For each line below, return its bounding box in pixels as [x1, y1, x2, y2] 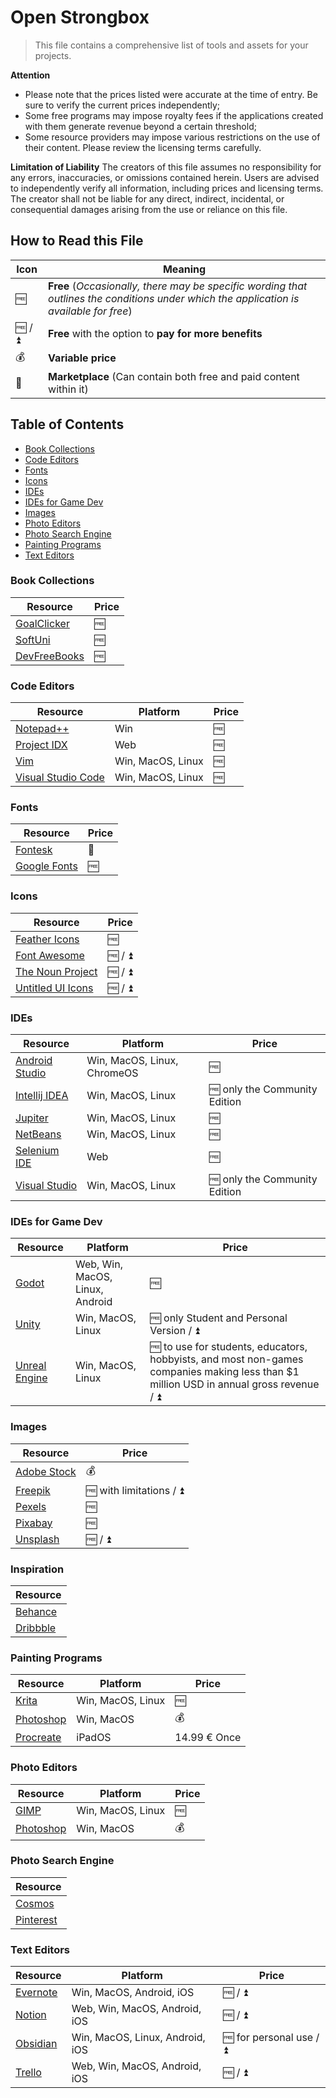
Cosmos [15, 1896, 55, 1910]
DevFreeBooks [15, 649, 85, 663]
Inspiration [10, 1562, 65, 1576]
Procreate [15, 1731, 62, 1745]
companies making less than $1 [149, 1365, 300, 1379]
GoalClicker [15, 616, 70, 630]
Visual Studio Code [15, 771, 105, 785]
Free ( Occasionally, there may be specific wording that [48, 279, 308, 293]
